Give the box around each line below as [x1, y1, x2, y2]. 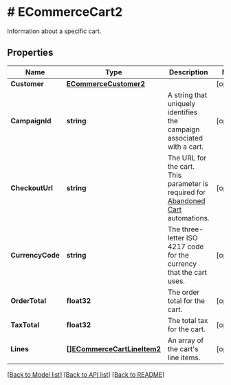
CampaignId [10, 116, 52, 125]
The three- [167, 225, 204, 234]
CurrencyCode [10, 250, 60, 260]
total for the [167, 295, 205, 305]
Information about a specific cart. [7, 27, 102, 35]
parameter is [167, 178, 208, 188]
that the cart [167, 267, 208, 277]
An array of [167, 335, 204, 345]
